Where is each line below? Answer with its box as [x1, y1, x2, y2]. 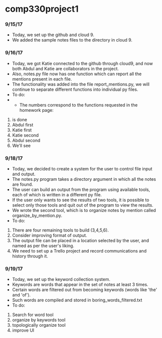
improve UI [12, 327, 35, 333]
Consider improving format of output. [12, 232, 87, 238]
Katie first [12, 127, 32, 133]
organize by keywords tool [12, 317, 66, 323]
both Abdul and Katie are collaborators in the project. [12, 65, 119, 71]
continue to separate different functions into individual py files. [12, 86, 138, 92]
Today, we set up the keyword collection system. [12, 276, 111, 282]
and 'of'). [12, 292, 31, 298]
